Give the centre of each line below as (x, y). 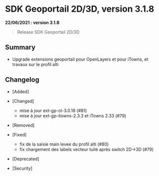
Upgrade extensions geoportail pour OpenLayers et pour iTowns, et (80, 59)
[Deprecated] (26, 159)
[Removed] (23, 125)
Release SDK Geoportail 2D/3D (48, 32)
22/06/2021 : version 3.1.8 (32, 22)
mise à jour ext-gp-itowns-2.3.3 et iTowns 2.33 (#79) (73, 115)
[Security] (22, 168)
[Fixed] (19, 134)
